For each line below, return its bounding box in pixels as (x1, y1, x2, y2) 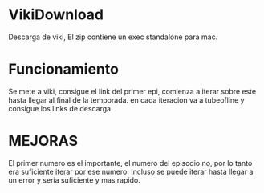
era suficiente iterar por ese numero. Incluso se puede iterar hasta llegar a (8, 167, 254, 176)
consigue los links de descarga (8, 103, 111, 113)
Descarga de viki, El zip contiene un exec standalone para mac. (8, 32, 218, 42)
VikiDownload (8, 6, 104, 24)
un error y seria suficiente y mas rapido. (8, 175, 140, 185)
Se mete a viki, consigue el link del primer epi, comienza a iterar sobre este (8, 86, 257, 96)
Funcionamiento (8, 60, 119, 78)
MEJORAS (8, 132, 79, 150)
